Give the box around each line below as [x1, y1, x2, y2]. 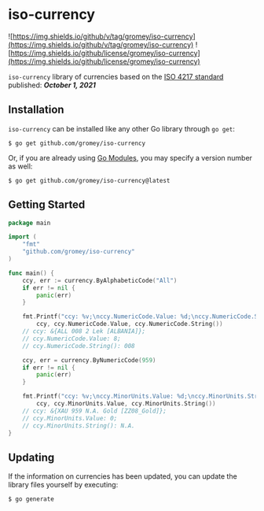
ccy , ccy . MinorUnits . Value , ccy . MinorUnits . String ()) [36, 400, 216, 408]
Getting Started [8, 198, 86, 212]
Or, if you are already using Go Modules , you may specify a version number [8, 153, 253, 162]
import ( [8, 233, 37, 241]
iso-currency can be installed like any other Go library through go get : [8, 124, 236, 133]
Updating [8, 450, 55, 464]
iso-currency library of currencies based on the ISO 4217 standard [8, 72, 224, 81]
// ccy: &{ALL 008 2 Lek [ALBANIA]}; [22, 328, 146, 335]
